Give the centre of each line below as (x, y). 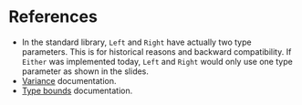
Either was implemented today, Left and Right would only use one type (157, 61)
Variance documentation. (69, 80)
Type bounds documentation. (77, 90)
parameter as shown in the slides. (85, 71)
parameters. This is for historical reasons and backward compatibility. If (156, 51)
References (53, 17)
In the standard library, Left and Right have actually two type (136, 42)
